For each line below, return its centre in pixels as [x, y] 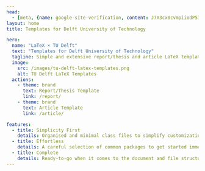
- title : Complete [35, 153]
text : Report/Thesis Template [61, 91]
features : [19, 124]
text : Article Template [53, 108]
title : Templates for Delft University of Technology [76, 29]
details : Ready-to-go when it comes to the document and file [98, 158]
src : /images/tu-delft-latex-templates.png [74, 68]
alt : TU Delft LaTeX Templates [57, 74]
